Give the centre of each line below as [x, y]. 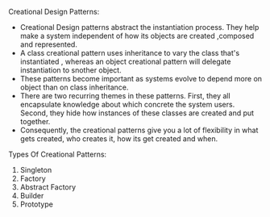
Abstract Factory [48, 187]
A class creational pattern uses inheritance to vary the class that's [130, 53]
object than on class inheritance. [74, 87]
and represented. [49, 44]
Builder [32, 196]
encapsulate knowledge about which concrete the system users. [127, 104]
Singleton [36, 170]
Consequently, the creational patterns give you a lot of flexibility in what [139, 130]
